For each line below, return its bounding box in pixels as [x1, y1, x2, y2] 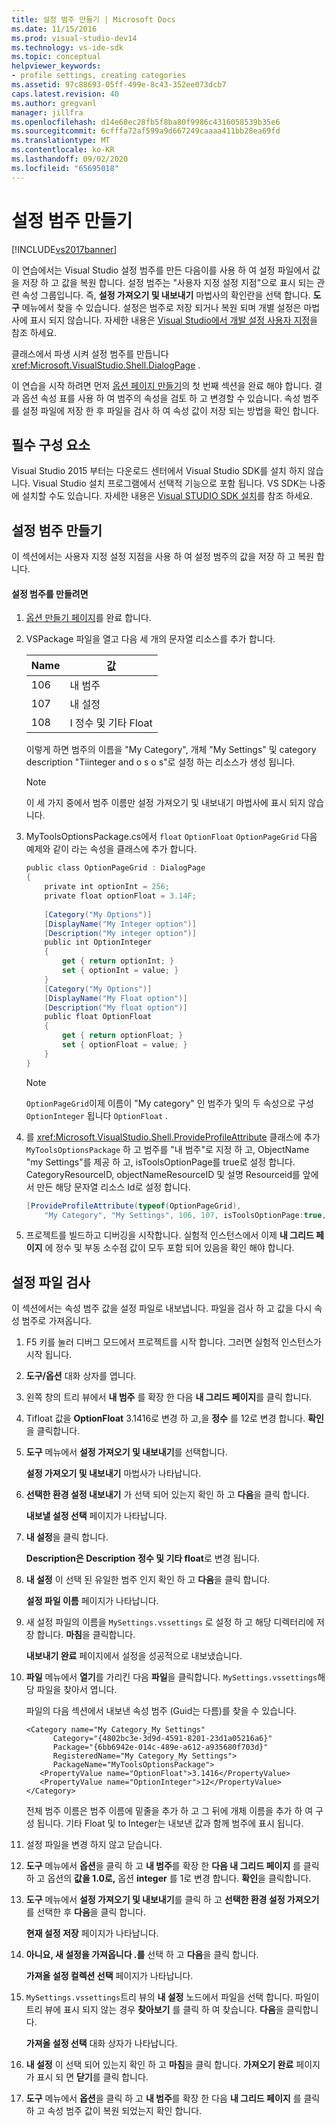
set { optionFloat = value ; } [62, 1040, 188, 1050]
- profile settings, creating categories [11, 71, 187, 81]
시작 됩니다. [25, 1349, 73, 1361]
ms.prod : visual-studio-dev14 [11, 33, 138, 43]
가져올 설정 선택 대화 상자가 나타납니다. [25, 2037, 178, 2050]
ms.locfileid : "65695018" [11, 163, 119, 173]
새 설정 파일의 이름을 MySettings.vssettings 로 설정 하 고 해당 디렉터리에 [25, 1616, 314, 1628]
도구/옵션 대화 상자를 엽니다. [25, 1370, 137, 1382]
